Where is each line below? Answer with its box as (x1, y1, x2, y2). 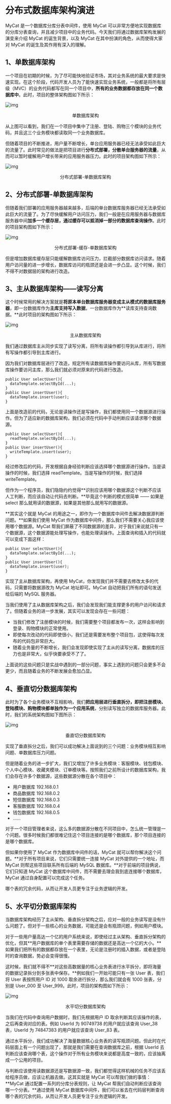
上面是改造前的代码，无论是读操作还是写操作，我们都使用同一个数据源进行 (5, 409, 161, 415)
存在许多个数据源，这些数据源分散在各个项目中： (14, 773, 117, 779)
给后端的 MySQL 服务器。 (5, 591, 60, 597)
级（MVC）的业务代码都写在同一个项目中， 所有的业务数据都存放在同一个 (5, 85, 159, 91)
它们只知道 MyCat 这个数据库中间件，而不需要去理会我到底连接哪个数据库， (5, 869, 164, 875)
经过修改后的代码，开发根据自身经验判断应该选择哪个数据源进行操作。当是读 (5, 463, 166, 469)
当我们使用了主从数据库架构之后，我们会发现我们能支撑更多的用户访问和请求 (5, 602, 166, 608)
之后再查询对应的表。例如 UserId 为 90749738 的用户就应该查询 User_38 (5, 1020, 158, 1027)
